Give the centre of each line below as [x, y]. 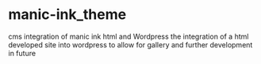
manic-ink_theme [67, 15]
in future [22, 53]
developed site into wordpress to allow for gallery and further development [130, 44]
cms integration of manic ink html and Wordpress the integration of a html [129, 36]
